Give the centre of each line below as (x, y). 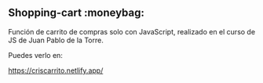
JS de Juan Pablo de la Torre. (56, 40)
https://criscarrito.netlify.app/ (56, 70)
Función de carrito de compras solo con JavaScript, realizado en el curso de (132, 31)
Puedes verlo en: (35, 55)
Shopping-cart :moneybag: (77, 13)
